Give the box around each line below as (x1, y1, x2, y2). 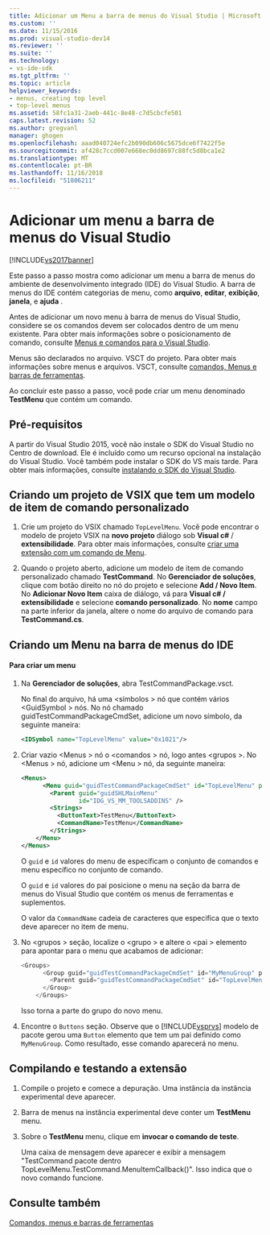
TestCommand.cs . (20, 615, 84, 624)
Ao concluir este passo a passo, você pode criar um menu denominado (9, 386, 246, 396)
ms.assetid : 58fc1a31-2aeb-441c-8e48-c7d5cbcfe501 (9, 110, 182, 118)
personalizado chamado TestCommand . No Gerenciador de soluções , (20, 572, 256, 582)
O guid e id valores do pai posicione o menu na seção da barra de (20, 880, 240, 890)
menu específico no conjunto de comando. (20, 864, 163, 874)
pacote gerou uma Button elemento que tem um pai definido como (20, 1030, 242, 1040)
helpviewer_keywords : (9, 86, 82, 95)
